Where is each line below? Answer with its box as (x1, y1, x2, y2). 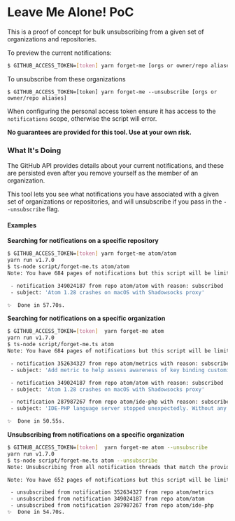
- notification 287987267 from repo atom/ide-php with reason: (10, 398, 199, 406)
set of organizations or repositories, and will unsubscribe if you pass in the (7, 197, 222, 206)
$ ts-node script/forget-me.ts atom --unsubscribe (7, 457, 158, 464)
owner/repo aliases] (7, 94, 68, 102)
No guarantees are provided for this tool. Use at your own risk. (7, 128, 192, 136)
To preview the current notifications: (7, 48, 112, 57)
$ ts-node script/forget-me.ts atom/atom (7, 263, 130, 270)
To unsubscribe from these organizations (7, 74, 126, 83)
